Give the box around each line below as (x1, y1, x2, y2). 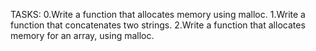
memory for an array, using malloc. (10, 30, 155, 41)
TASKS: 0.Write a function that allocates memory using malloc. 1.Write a (10, 9, 306, 20)
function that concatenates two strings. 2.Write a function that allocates (10, 19, 306, 31)
